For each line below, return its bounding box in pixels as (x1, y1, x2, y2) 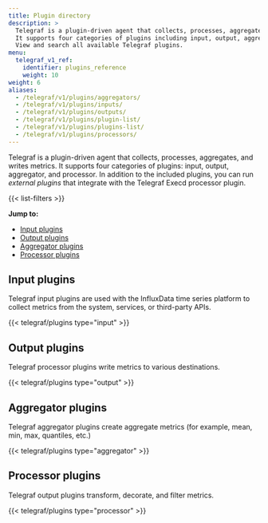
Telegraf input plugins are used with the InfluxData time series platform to (8, 294, 250, 303)
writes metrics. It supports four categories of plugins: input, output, (8, 160, 229, 170)
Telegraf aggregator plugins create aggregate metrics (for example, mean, (8, 422, 253, 432)
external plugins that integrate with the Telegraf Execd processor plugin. (8, 177, 246, 188)
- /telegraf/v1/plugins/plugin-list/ (15, 116, 141, 124)
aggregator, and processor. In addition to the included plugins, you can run (8, 169, 254, 179)
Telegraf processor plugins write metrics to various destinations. (8, 363, 221, 372)
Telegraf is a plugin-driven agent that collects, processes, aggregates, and (8, 153, 254, 162)
